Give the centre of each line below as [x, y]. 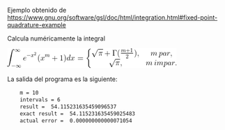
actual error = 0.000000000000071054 [76, 121]
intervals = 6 [40, 100]
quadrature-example [37, 25]
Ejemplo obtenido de [37, 10]
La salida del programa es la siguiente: [62, 79]
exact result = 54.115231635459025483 [78, 114]
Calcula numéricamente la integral [56, 38]
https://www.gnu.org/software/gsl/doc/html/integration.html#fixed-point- [113, 17]
